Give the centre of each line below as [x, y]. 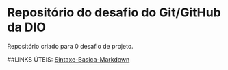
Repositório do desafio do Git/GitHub [114, 13]
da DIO [27, 27]
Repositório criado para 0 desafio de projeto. [70, 46]
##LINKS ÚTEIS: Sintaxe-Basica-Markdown [68, 59]
